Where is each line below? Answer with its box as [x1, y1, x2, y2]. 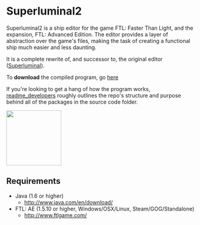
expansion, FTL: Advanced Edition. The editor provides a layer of [6, 30, 168, 38]
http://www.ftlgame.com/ [24, 211, 87, 219]
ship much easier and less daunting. [6, 44, 97, 51]
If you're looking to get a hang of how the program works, [6, 85, 150, 92]
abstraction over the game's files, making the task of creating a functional [6, 37, 191, 44]
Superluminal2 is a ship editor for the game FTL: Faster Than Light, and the [6, 24, 194, 32]
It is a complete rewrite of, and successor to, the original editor [6, 55, 163, 62]
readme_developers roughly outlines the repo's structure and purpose [6, 92, 182, 99]
